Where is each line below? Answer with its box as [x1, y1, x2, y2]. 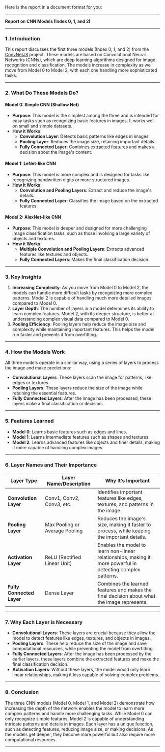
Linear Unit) [45, 560, 72, 567]
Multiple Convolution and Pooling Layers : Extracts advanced [19, 246, 145, 252]
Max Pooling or [45, 522, 80, 528]
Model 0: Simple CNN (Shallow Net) [5, 101, 80, 107]
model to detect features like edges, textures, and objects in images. [12, 635, 151, 641]
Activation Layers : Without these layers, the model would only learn [12, 667, 151, 673]
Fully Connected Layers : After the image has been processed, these [12, 395, 152, 401]
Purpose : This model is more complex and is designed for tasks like [12, 171, 150, 177]
